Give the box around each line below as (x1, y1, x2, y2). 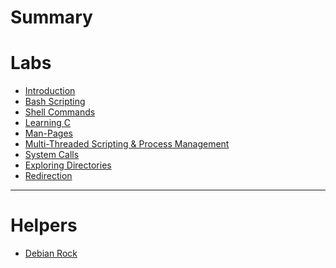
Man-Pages (24, 127, 73, 140)
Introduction (24, 85, 76, 97)
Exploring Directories (24, 159, 112, 171)
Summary (10, 6, 93, 29)
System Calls (24, 149, 80, 161)
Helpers (10, 214, 78, 237)
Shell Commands (24, 106, 96, 118)
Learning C (24, 117, 72, 129)
